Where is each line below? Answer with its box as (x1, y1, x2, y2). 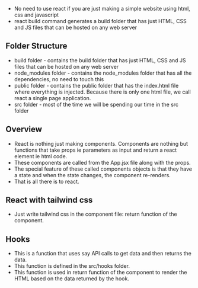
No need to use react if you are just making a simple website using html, (14, 5, 190, 12)
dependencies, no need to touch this (14, 75, 104, 82)
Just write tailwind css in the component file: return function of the (14, 210, 177, 218)
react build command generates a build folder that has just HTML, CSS (14, 18, 187, 24)
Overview (5, 124, 43, 135)
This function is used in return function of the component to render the (14, 269, 187, 276)
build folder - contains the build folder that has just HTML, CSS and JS (14, 56, 186, 64)
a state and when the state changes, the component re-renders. (14, 171, 171, 178)
